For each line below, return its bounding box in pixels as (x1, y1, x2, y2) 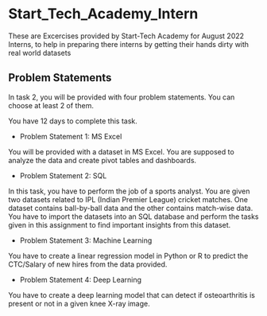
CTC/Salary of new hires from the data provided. (8, 259, 168, 269)
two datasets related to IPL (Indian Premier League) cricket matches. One (8, 194, 249, 204)
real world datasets (8, 48, 72, 57)
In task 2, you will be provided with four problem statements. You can (8, 92, 235, 102)
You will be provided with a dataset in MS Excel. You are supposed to (8, 146, 234, 156)
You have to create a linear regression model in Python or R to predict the (8, 251, 249, 260)
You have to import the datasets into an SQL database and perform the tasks (8, 212, 259, 221)
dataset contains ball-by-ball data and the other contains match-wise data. (8, 203, 253, 213)
